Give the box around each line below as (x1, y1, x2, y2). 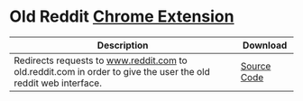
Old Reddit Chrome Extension (9, 6, 234, 27)
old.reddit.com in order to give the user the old (14, 65, 210, 78)
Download (242, 39, 288, 51)
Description (96, 39, 149, 51)
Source (240, 60, 271, 72)
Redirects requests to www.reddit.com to (14, 54, 188, 67)
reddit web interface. (14, 77, 102, 89)
